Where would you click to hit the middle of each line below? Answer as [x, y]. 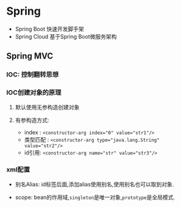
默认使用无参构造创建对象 [47, 107]
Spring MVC [30, 56]
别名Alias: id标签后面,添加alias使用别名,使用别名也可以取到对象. [94, 184]
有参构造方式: [32, 120]
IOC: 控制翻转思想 [33, 74]
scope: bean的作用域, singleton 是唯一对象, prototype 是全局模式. [95, 197]
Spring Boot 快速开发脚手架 [49, 29]
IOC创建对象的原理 [34, 93]
